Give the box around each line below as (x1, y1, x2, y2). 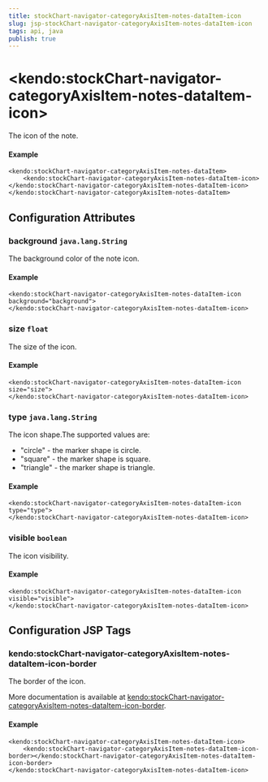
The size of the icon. (8, 342, 77, 352)
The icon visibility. (8, 551, 69, 560)
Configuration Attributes (8, 210, 136, 224)
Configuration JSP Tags (8, 624, 132, 637)
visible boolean (8, 533, 67, 544)
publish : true (8, 34, 57, 43)
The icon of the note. (8, 131, 79, 140)
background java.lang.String (8, 235, 128, 246)
